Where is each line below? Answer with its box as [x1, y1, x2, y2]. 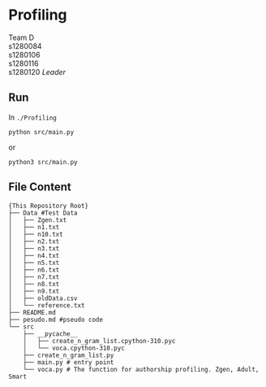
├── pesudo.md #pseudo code [8, 315, 104, 324]
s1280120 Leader [8, 67, 66, 76]
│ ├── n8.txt [8, 280, 60, 288]
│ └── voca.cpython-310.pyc [23, 344, 126, 352]
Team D [8, 33, 35, 42]
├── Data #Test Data [8, 209, 79, 217]
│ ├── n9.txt [8, 287, 60, 295]
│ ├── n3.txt [8, 244, 60, 253]
